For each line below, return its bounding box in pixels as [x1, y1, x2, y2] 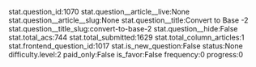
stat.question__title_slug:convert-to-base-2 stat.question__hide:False [8, 24, 238, 33]
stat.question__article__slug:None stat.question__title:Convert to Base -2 [8, 15, 249, 25]
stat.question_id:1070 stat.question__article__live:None [8, 7, 190, 16]
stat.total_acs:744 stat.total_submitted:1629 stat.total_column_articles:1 [8, 32, 245, 42]
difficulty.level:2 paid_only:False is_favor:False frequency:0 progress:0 [8, 50, 243, 59]
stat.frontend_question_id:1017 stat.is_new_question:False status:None [8, 41, 243, 51]
